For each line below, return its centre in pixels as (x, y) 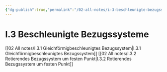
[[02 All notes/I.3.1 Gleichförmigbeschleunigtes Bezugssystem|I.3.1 (73, 48)
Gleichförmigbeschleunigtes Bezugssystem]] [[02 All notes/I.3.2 (71, 53)
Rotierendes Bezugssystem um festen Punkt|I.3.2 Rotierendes (68, 59)
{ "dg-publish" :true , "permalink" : (40, 10)
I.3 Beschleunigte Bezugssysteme (77, 34)
